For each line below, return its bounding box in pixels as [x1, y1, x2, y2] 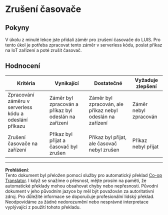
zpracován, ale [88, 100, 124, 107]
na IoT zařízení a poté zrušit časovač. [5, 47, 82, 53]
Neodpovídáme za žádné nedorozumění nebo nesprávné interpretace [5, 198, 149, 204]
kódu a [7, 110, 24, 117]
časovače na [7, 140, 38, 147]
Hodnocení [5, 61, 40, 70]
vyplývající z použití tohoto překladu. [5, 204, 81, 210]
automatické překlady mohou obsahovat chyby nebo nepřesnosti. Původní [5, 182, 158, 188]
